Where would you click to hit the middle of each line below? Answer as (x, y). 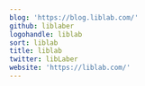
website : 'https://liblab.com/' (70, 68)
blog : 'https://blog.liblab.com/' (74, 17)
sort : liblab (34, 43)
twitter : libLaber (44, 59)
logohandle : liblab (46, 34)
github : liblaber (42, 26)
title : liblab (36, 51)
